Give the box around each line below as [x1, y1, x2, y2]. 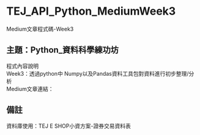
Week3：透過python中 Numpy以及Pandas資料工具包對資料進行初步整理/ [6, 70, 189, 77]
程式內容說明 [6, 62, 39, 70]
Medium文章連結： [6, 85, 54, 92]
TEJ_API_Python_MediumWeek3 [6, 4, 176, 18]
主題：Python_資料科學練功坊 [6, 45, 119, 56]
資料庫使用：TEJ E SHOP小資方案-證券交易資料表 [6, 122, 131, 130]
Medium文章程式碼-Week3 [6, 25, 74, 32]
